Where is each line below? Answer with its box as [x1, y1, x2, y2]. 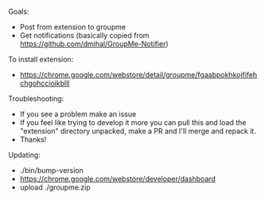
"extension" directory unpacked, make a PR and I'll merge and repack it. [19, 127, 256, 135]
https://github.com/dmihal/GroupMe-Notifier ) [19, 39, 169, 49]
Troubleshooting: [8, 94, 64, 103]
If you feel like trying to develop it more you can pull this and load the [19, 118, 247, 127]
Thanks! [19, 135, 47, 144]
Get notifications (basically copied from [19, 31, 150, 40]
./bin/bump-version [19, 166, 84, 175]
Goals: [8, 7, 29, 16]
